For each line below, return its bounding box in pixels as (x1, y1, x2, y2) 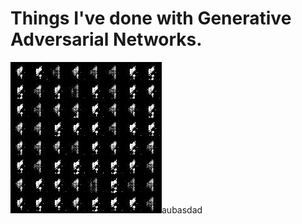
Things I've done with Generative (10, 7, 292, 30)
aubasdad (161, 203, 203, 216)
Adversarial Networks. (10, 28, 203, 51)
